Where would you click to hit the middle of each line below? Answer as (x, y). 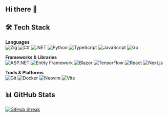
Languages (17, 42)
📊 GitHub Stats (30, 95)
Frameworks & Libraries (31, 57)
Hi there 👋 (21, 9)
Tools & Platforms (25, 73)
